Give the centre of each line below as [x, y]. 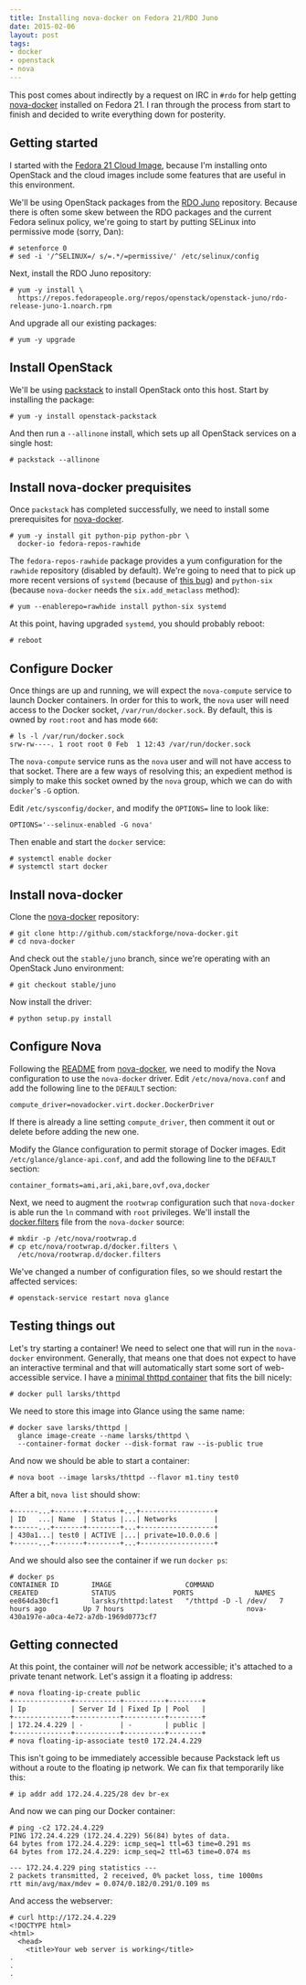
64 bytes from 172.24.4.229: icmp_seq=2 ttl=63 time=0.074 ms [130, 1852]
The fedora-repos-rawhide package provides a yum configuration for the [146, 561]
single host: [31, 443]
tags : [20, 43]
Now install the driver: [51, 1001]
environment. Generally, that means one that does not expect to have [166, 1358]
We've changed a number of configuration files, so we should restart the [146, 1271]
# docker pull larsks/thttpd [65, 1394]
